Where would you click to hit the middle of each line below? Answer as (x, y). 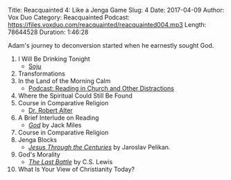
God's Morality (39, 154)
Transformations (41, 73)
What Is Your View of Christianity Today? (76, 169)
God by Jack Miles (55, 125)
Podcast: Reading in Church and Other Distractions (101, 88)
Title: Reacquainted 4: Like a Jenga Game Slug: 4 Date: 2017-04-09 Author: (116, 10)
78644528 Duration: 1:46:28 (48, 32)
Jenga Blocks (37, 140)
